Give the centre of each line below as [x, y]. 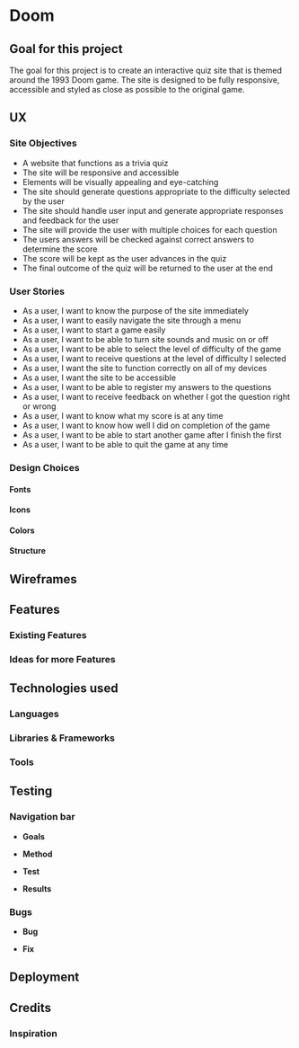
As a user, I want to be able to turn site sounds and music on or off [145, 339]
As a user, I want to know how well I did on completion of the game [146, 425]
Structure [28, 551]
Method [37, 854]
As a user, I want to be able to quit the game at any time [125, 444]
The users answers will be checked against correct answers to [138, 239]
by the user [43, 201]
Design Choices [44, 467]
